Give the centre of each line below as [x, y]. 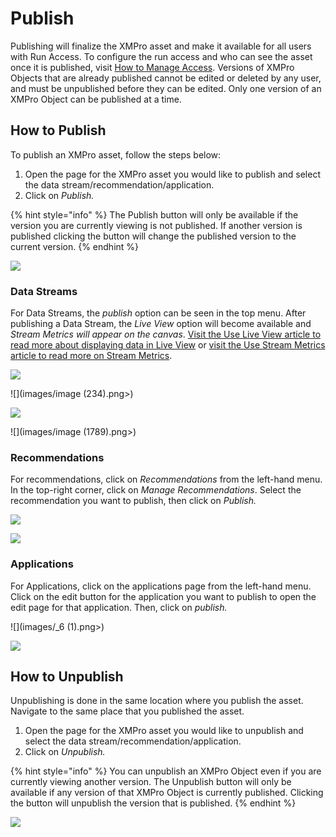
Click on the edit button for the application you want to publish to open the [163, 596]
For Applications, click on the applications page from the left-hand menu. [161, 586]
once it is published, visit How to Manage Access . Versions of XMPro [152, 67]
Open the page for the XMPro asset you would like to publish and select [172, 174]
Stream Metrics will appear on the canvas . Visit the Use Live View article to [166, 334]
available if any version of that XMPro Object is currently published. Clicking [167, 793]
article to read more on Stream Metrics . [91, 356]
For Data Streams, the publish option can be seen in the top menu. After [158, 313]
